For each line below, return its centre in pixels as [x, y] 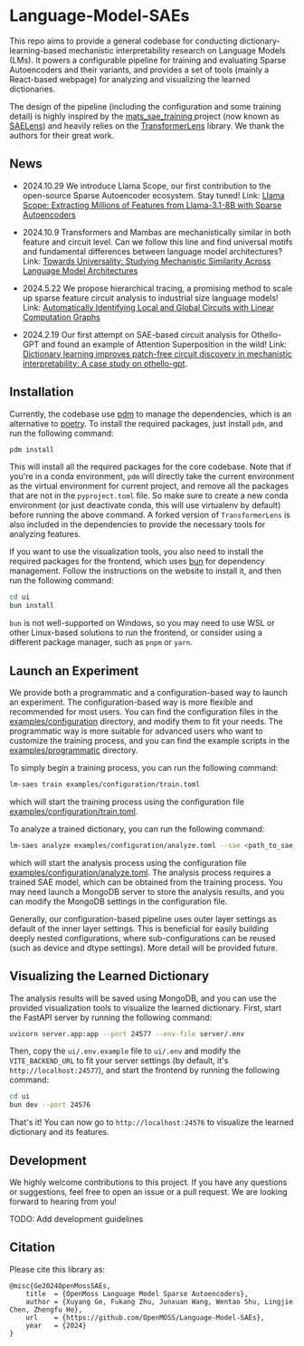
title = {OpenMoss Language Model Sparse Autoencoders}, [137, 1293]
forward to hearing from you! [63, 1202]
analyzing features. [45, 534]
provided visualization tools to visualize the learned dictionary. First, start [146, 1007]
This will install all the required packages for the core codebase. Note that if [151, 466]
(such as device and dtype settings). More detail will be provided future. [144, 947]
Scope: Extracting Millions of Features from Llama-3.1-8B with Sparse [152, 205]
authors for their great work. [62, 135]
